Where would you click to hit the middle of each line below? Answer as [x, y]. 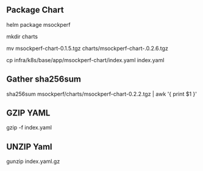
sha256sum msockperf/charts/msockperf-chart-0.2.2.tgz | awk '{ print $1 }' [101, 94]
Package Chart [35, 10]
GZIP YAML [28, 113]
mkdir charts [22, 37]
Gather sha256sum [44, 79]
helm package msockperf [38, 24]
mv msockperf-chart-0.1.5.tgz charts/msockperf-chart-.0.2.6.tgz [87, 48]
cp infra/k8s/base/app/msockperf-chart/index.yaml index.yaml [85, 60]
